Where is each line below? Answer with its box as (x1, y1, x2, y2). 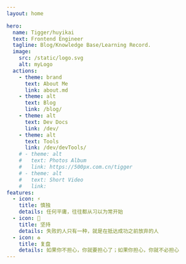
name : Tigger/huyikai (12, 29, 75, 36)
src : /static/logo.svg (19, 54, 84, 62)
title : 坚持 (19, 221, 51, 228)
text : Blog (24, 99, 56, 107)
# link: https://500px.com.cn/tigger (19, 163, 133, 170)
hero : (6, 22, 22, 30)
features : (6, 189, 35, 196)
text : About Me (24, 80, 69, 87)
